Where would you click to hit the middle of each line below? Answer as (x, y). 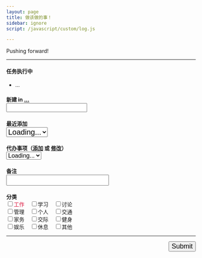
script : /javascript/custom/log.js (51, 29)
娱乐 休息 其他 (43, 227)
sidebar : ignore (26, 23)
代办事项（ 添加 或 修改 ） (37, 148)
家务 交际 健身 (43, 219)
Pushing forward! (28, 51)
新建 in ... (18, 99)
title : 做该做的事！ (29, 17)
